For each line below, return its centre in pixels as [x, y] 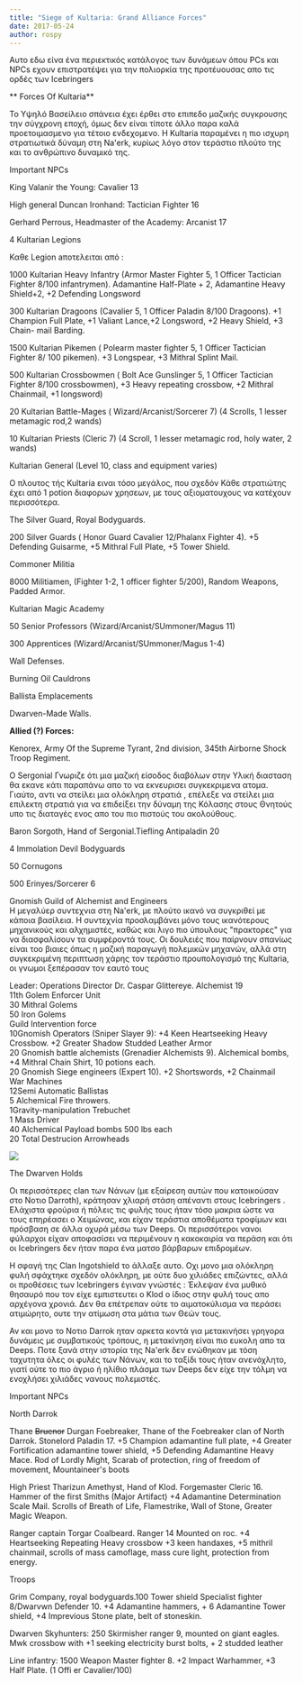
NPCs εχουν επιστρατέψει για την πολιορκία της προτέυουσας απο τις [142, 69]
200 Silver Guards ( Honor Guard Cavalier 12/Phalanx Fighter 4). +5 [134, 537]
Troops [22, 1579]
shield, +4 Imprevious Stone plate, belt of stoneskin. [106, 1616]
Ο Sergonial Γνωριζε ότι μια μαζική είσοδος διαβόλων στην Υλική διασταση [151, 775]
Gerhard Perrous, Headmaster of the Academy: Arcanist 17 [118, 223]
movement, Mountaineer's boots [70, 1469]
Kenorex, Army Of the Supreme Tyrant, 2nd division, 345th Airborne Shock [148, 748]
